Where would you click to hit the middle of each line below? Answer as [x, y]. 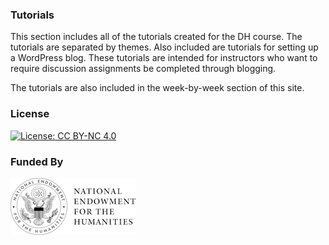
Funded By [37, 161]
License [30, 114]
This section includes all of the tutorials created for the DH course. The [156, 37]
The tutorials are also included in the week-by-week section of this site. [157, 88]
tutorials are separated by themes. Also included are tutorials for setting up [164, 47]
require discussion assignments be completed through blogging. [143, 69]
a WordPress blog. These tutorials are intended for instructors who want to [164, 58]
